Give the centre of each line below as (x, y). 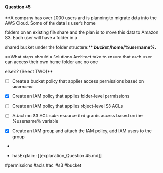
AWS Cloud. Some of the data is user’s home (50, 23)
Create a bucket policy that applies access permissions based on (78, 81)
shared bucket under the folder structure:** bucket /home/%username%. (81, 47)
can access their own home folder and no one (52, 62)
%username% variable (35, 121)
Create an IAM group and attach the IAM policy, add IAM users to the (82, 131)
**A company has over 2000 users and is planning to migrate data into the (81, 18)
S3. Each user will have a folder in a (41, 38)
